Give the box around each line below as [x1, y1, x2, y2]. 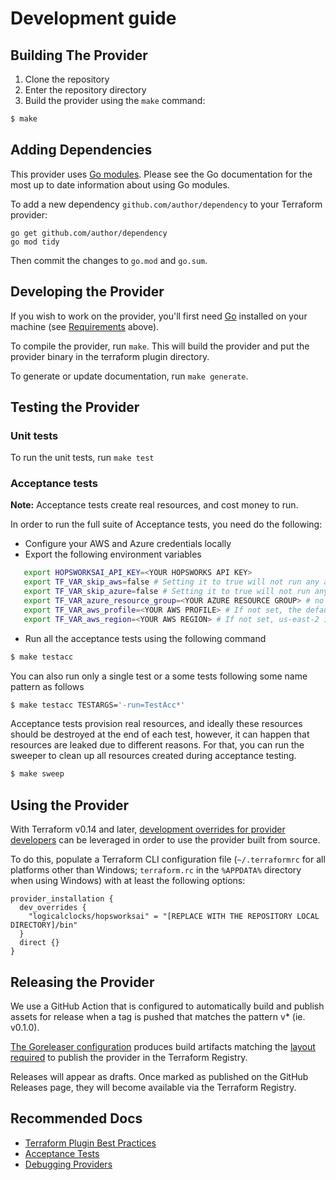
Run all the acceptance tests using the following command [24, 632, 267, 644]
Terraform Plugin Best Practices [24, 1137, 157, 1149]
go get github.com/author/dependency [10, 228, 168, 238]
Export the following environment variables [24, 548, 202, 561]
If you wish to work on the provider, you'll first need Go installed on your [10, 310, 308, 322]
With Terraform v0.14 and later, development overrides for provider [10, 823, 286, 836]
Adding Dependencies [10, 142, 153, 159]
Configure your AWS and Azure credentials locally [24, 538, 232, 550]
